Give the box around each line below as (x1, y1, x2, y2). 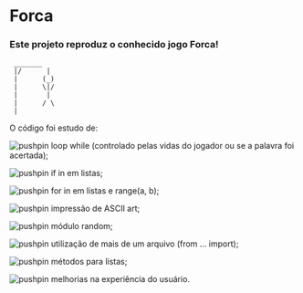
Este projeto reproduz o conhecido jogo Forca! (9, 38, 219, 51)
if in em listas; (50, 168, 103, 179)
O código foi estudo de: (9, 122, 99, 133)
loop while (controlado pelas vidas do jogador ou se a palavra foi (50, 141, 295, 152)
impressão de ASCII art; (50, 203, 141, 215)
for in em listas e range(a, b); (50, 185, 160, 196)
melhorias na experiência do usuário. (50, 274, 190, 285)
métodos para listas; (50, 256, 128, 267)
